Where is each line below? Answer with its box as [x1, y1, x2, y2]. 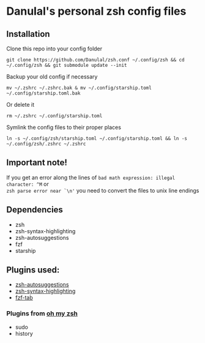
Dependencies [6, 204, 63, 215]
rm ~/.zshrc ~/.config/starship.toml [6, 113, 103, 119]
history [15, 330, 34, 337]
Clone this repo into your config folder [6, 45, 103, 52]
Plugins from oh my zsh [6, 309, 78, 318]
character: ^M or [6, 180, 49, 188]
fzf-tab [15, 294, 34, 301]
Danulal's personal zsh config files [6, 4, 187, 18]
